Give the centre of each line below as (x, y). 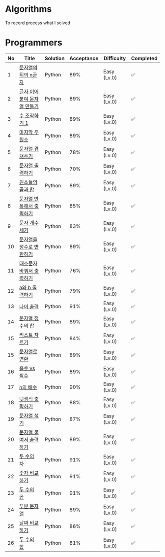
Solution (55, 58)
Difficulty (115, 58)
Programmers (34, 43)
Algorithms (28, 9)
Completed (144, 58)
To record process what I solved (38, 23)
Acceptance (84, 58)
